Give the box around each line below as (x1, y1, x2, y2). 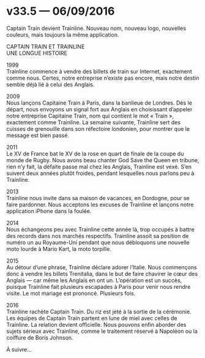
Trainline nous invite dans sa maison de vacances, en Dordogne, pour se (6, 194, 190, 201)
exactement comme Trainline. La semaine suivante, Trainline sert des (6, 118, 181, 126)
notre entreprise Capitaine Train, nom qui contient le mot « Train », (6, 112, 174, 119)
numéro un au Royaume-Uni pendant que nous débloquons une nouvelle (6, 239, 190, 246)
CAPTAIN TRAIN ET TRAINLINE (6, 43, 85, 50)
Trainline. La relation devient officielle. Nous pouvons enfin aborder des (6, 321, 187, 328)
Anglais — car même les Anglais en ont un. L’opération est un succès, (6, 277, 182, 284)
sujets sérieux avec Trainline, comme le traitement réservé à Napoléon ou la (6, 327, 198, 335)
